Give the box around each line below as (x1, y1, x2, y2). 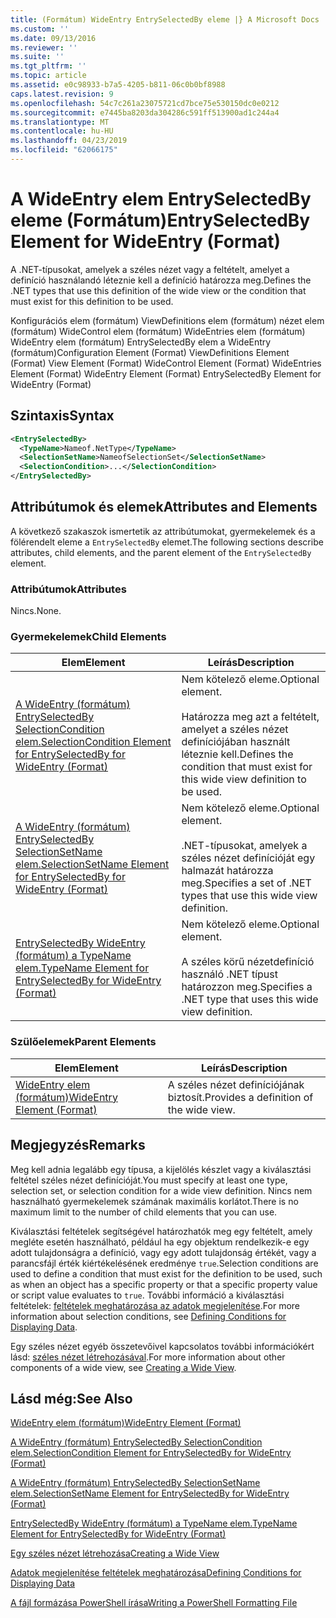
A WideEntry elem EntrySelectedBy (10, 188, 312, 211)
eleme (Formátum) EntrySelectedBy (10, 209, 311, 232)
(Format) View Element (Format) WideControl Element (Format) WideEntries (10, 357, 322, 369)
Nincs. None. (10, 605, 62, 617)
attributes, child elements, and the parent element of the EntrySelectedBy (10, 546, 312, 558)
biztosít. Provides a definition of (167, 1090, 314, 1104)
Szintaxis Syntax (10, 407, 115, 425)
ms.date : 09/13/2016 (10, 33, 97, 43)
